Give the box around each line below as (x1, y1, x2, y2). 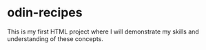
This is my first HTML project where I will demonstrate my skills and (7, 27, 200, 36)
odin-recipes (7, 5, 83, 21)
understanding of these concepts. (7, 34, 103, 42)
